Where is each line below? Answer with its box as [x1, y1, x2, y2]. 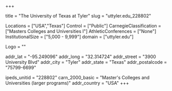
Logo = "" [5, 44, 26, 49]
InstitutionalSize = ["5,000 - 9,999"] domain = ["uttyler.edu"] [5, 34, 134, 40]
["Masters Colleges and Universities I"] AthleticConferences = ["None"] [5, 28, 157, 34]
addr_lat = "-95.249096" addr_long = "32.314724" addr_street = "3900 [5, 53, 157, 60]
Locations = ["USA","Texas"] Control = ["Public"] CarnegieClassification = [5, 23, 162, 29]
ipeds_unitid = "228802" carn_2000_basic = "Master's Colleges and [5, 75, 150, 80]
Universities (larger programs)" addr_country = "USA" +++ [5, 80, 129, 86]
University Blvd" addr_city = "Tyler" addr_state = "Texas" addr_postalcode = [5, 59, 167, 65]
